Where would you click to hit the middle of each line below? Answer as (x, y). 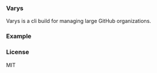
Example (19, 36)
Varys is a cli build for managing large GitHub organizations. (79, 21)
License (18, 52)
